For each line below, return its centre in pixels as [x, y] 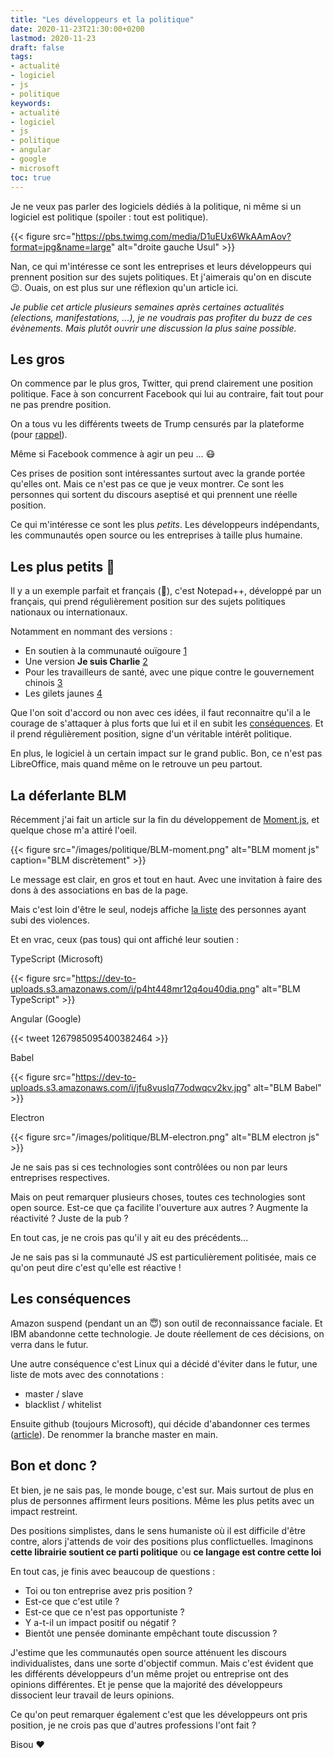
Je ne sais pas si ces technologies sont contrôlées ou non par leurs [149, 1167]
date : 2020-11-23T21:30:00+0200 [77, 29]
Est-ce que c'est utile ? [72, 1601]
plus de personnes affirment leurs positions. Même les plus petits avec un [162, 1500]
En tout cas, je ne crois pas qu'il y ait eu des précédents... [129, 1237]
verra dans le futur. [49, 1344]
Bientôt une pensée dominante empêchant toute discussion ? [151, 1633]
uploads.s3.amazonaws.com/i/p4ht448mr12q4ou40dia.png [133, 988]
